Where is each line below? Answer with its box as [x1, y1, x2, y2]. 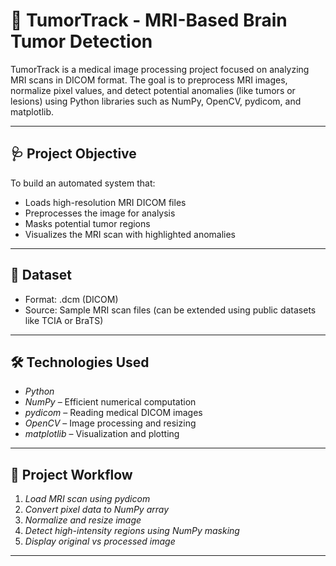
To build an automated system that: [10, 177, 156, 189]
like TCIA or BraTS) [24, 314, 104, 326]
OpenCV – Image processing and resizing [24, 417, 197, 429]
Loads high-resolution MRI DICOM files [24, 196, 187, 208]
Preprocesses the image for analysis [24, 207, 176, 219]
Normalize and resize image [24, 514, 142, 526]
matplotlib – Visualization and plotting [24, 428, 180, 440]
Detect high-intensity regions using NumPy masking [24, 525, 240, 537]
